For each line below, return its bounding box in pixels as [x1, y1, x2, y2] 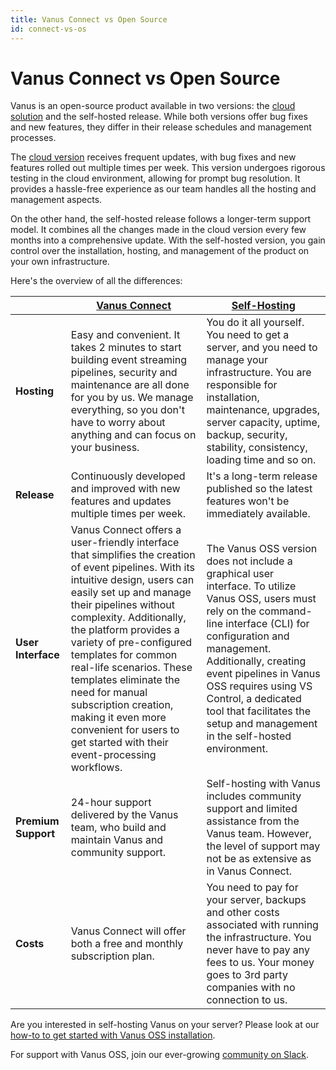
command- [258, 604, 313, 618]
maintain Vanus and [70, 833, 164, 847]
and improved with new [70, 482, 181, 496]
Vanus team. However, [206, 827, 312, 841]
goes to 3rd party [206, 968, 288, 982]
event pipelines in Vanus [206, 667, 321, 681]
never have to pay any [206, 943, 310, 957]
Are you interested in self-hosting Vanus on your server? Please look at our [10, 1019, 320, 1031]
